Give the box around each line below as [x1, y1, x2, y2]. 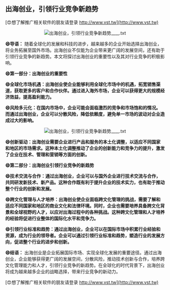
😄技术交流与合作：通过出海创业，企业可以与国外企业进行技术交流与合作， [5, 173, 161, 179]
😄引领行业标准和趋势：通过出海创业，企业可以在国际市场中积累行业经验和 [5, 226, 161, 232]
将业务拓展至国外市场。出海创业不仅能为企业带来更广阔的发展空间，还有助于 [5, 47, 165, 53]
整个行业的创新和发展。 [5, 185, 54, 191]
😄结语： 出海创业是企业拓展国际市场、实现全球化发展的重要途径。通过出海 [5, 250, 162, 256]
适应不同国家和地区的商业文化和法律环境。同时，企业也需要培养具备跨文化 [5, 202, 160, 209]
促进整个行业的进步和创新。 [14, 238, 72, 244]
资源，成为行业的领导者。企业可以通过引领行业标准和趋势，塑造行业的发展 [5, 232, 160, 238]
